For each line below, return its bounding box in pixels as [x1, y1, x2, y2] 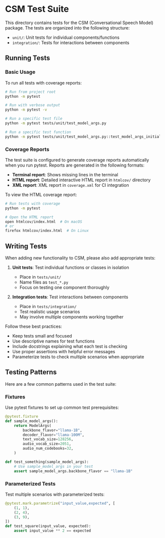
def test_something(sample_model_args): [5, 459, 89, 464]
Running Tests [5, 54, 50, 62]
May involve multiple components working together [19, 313, 124, 320]
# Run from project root [5, 89, 56, 94]
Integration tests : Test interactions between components [12, 294, 129, 300]
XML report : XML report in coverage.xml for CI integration [12, 182, 129, 188]
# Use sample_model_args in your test [14, 464, 93, 469]
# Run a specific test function [5, 129, 71, 135]
